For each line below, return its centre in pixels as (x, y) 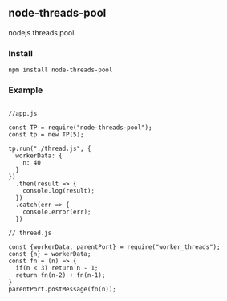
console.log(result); (59, 191)
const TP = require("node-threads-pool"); (80, 128)
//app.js (23, 114)
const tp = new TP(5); (46, 135)
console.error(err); (57, 212)
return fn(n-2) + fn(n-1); (61, 275)
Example (26, 90)
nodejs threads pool (41, 32)
